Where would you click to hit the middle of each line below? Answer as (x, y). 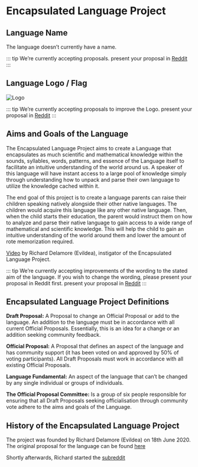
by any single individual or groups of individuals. (65, 383)
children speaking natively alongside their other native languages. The (92, 204)
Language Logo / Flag (47, 83)
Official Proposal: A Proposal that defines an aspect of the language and (95, 346)
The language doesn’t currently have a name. (61, 47)
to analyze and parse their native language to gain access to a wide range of (99, 223)
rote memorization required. (40, 241)
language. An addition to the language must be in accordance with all (90, 322)
